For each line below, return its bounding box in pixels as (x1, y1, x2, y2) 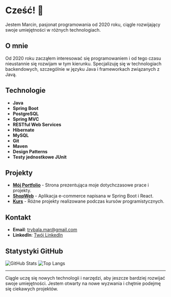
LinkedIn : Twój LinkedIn (12, 232, 63, 238)
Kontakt (5, 213, 32, 222)
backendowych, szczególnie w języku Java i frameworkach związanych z (5, 66, 160, 72)
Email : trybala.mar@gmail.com (12, 227, 77, 233)
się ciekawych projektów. (5, 286, 59, 292)
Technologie (5, 86, 46, 95)
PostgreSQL (12, 111, 39, 117)
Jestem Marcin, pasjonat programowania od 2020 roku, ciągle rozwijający (5, 21, 161, 28)
